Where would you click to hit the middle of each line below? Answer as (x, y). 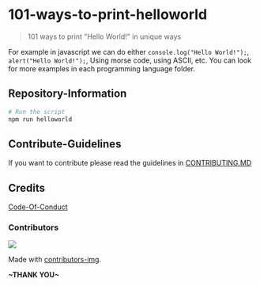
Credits (27, 188)
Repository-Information (68, 94)
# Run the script (37, 112)
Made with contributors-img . (55, 260)
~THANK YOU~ (34, 275)
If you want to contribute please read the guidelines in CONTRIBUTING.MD (130, 163)
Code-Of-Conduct (38, 207)
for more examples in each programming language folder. (102, 68)
